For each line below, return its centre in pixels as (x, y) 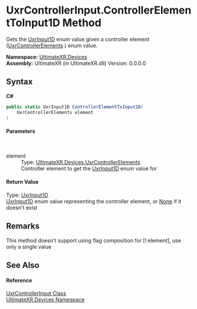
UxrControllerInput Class (36, 294)
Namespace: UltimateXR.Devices (47, 57)
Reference (19, 280)
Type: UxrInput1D (27, 195)
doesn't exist (22, 207)
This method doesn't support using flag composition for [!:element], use (94, 240)
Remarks (23, 226)
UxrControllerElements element (55, 112)
